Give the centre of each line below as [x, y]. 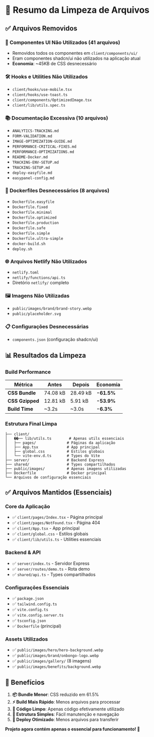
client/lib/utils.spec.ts [39, 106]
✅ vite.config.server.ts [38, 615]
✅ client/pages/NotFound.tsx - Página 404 [56, 523]
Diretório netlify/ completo [41, 283]
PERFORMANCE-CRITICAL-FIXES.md [44, 147]
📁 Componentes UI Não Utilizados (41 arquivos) [63, 42]
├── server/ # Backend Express [55, 460]
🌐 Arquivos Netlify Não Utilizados [46, 261]
